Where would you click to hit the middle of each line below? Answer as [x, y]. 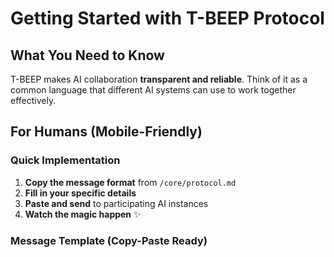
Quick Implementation [65, 160]
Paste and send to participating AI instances [116, 203]
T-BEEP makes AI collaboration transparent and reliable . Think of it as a [159, 79]
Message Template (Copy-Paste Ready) [109, 240]
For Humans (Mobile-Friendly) [106, 132]
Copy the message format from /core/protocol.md [130, 182]
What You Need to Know [87, 55]
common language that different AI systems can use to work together [153, 90]
